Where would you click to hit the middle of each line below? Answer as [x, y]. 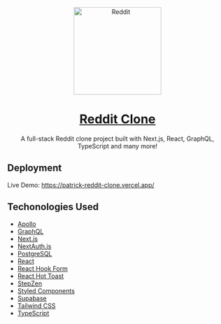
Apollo [27, 224]
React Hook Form [42, 268]
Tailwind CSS [36, 305]
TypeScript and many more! [117, 146]
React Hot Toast [41, 276]
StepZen [30, 283]
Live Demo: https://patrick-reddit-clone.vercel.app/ [81, 185]
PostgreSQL [35, 253]
